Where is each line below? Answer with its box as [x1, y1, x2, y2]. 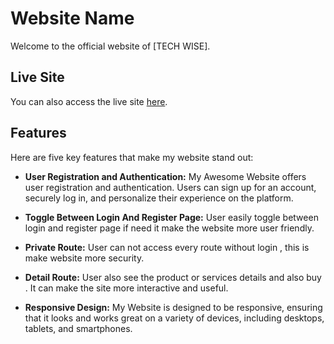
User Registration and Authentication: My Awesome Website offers [24, 170, 307, 182]
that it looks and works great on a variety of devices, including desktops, [24, 312, 325, 324]
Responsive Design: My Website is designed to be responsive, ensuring [24, 301, 323, 313]
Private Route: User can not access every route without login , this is [24, 241, 310, 253]
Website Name [10, 7, 135, 30]
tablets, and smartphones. [24, 322, 133, 334]
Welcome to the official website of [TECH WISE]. [10, 40, 211, 52]
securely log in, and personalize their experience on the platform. [24, 192, 294, 204]
